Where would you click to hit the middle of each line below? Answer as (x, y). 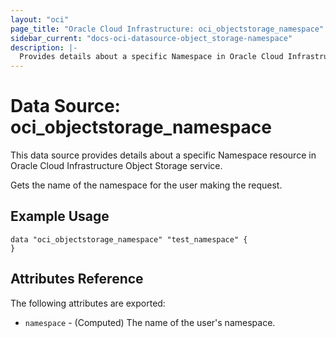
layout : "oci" (40, 19)
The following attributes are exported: (88, 303)
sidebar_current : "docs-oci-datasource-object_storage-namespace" (151, 38)
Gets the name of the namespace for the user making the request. (146, 185)
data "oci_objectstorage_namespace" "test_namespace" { (129, 239)
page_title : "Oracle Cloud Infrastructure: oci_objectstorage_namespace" (167, 29)
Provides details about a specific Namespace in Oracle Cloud (151, 57)
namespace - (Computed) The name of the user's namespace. (150, 322)
